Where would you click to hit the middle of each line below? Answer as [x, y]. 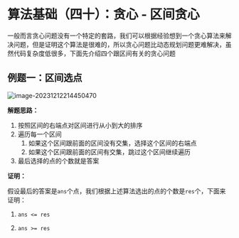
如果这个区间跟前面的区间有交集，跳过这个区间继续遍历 [109, 152]
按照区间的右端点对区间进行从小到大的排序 [80, 125]
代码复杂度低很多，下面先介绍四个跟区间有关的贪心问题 [94, 53]
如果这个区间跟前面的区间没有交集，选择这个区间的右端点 [112, 143]
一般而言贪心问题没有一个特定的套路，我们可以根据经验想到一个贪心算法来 [116, 36]
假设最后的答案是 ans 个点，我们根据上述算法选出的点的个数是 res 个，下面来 [117, 191]
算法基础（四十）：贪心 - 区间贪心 [104, 15]
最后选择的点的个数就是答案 [58, 161]
